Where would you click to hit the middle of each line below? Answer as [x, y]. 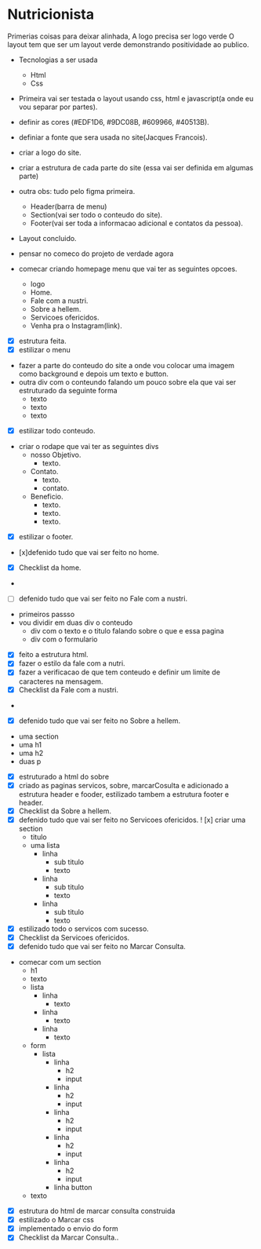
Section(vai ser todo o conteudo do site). [96, 214]
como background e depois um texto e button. [94, 374]
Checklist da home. [50, 568]
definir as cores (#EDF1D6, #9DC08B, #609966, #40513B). [114, 122]
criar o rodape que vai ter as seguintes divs [89, 447]
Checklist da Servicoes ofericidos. [74, 937]
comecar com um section [60, 962]
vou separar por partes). [58, 107]
